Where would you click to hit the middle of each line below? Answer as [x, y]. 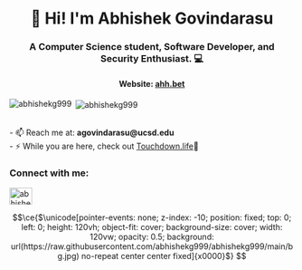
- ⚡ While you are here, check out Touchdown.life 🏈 [104, 146]
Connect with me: [49, 173]
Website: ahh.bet [152, 83]
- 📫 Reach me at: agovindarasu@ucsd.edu [92, 132]
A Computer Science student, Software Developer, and [152, 47]
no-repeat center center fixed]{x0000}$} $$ [164, 256]
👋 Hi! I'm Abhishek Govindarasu [152, 19]
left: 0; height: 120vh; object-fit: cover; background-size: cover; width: [152, 227]
